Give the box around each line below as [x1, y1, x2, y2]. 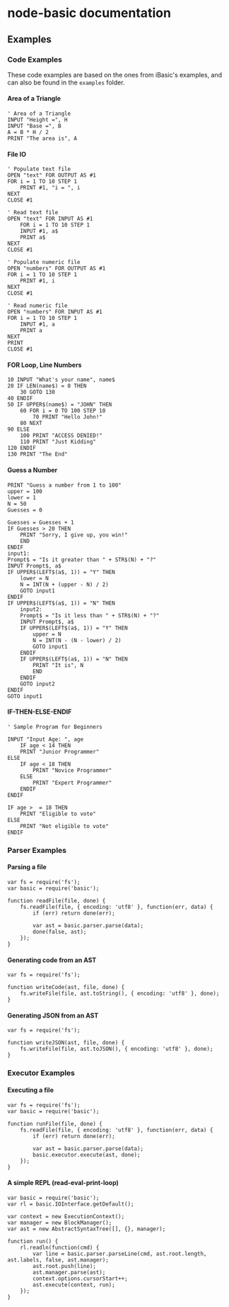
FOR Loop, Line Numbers [7, 360, 82, 369]
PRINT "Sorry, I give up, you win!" [20, 531, 129, 539]
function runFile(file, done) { [7, 1120, 102, 1127]
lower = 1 [7, 494, 37, 501]
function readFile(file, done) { [7, 898, 106, 905]
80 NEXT [20, 420, 42, 427]
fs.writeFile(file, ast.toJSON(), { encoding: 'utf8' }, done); [20, 1045, 213, 1053]
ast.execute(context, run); [33, 1281, 115, 1289]
